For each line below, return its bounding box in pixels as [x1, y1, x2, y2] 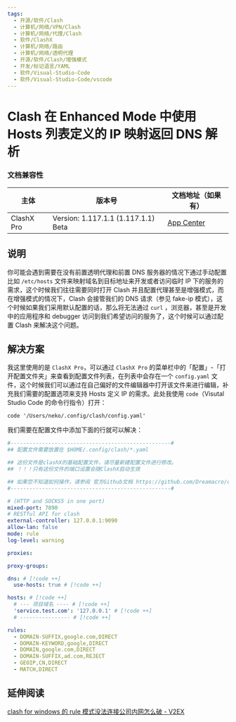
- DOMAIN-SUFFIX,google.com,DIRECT [13, 633, 118, 640]
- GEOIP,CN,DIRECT [13, 659, 68, 666]
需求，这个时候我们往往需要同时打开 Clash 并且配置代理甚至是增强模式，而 [7, 285, 225, 294]
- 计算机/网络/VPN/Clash [13, 23, 81, 30]
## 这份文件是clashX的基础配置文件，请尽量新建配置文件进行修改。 [7, 459, 177, 466]
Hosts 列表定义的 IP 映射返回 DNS [7, 126, 202, 142]
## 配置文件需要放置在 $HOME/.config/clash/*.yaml [7, 447, 149, 454]
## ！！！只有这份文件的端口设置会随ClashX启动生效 [7, 466, 140, 473]
